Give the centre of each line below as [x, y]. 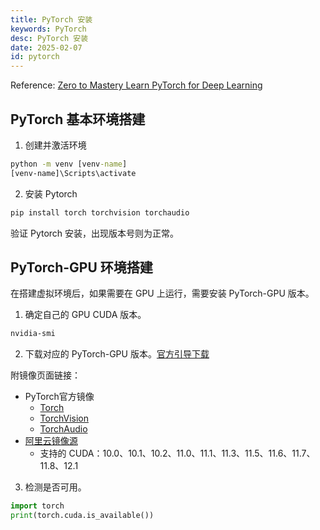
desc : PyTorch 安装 [49, 38]
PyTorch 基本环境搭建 [78, 119]
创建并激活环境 [55, 145]
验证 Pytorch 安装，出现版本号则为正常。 [95, 233]
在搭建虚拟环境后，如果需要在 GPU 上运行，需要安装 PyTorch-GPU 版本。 [162, 293]
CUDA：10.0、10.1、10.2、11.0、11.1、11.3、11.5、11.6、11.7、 [192, 453]
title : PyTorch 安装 [51, 19]
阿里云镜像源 [51, 441]
